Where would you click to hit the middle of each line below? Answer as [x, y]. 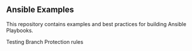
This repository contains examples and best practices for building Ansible [96, 24]
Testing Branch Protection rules [45, 42]
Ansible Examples [40, 10]
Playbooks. [20, 30]
